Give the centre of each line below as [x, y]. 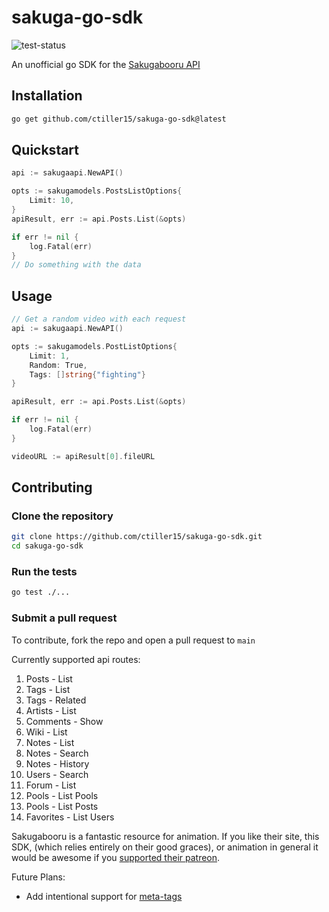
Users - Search [57, 774]
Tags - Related [56, 700]
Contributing [52, 487]
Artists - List [51, 710]
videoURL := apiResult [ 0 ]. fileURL [83, 456]
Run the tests [44, 571]
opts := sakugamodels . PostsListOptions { [97, 191]
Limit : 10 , [52, 201]
